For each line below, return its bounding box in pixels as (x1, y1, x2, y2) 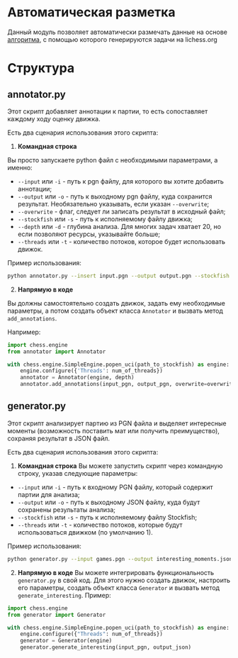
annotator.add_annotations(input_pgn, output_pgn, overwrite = (20, 381, 208, 388)
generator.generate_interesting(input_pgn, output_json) (20, 644, 192, 651)
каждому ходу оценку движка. (7, 114, 101, 123)
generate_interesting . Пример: (17, 591, 111, 599)
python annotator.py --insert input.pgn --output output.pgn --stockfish (7, 272, 230, 279)
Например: (7, 328, 41, 336)
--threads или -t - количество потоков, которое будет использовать (17, 237, 225, 245)
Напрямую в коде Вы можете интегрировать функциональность (17, 568, 215, 576)
